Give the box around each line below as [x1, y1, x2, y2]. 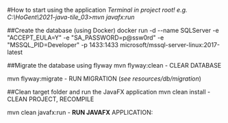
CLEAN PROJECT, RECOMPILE [7, 95, 94, 103]
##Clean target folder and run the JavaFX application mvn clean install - [7, 88, 211, 96]
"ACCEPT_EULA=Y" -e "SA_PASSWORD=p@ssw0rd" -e [7, 33, 164, 42]
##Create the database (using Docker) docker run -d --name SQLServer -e [7, 27, 219, 34]
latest [7, 48, 23, 56]
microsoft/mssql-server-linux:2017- [119, 41, 220, 49]
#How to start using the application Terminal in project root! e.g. [7, 6, 188, 14]
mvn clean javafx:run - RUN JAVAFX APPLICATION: [7, 109, 153, 116]
